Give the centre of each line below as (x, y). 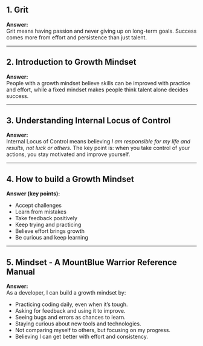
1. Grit (18, 10)
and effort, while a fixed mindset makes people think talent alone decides (97, 90)
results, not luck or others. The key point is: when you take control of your (98, 148)
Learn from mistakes (40, 212)
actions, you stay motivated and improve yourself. (68, 154)
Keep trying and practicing (48, 225)
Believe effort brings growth (50, 231)
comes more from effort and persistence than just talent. (76, 37)
